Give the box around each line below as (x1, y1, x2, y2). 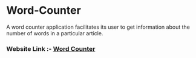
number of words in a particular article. (6, 29, 103, 36)
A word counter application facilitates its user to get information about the (6, 23, 191, 30)
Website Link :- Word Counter (6, 44, 96, 53)
